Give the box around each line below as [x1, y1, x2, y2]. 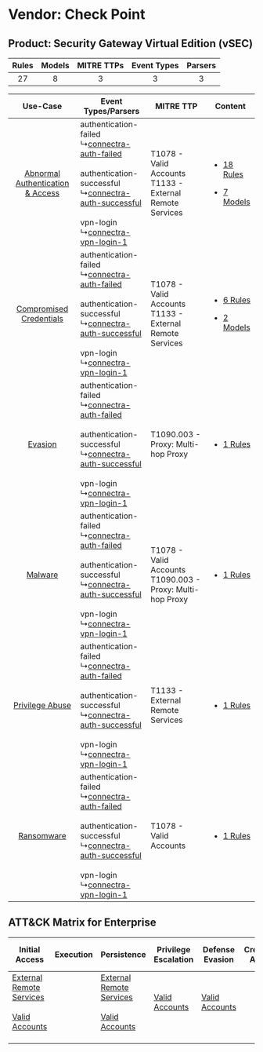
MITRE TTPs [77, 60, 124, 71]
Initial [19, 944, 41, 955]
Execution [54, 948, 93, 959]
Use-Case [22, 100, 63, 111]
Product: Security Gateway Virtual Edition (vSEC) [8, 37, 253, 50]
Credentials [20, 313, 64, 323]
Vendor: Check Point [8, 5, 146, 24]
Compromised [16, 304, 69, 314]
